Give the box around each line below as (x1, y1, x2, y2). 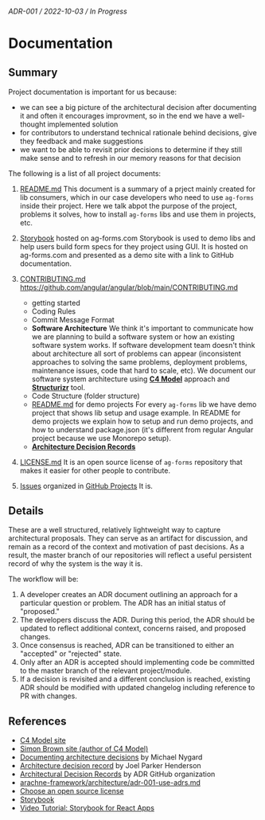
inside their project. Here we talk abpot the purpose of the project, (19, 201, 237, 210)
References (8, 714, 67, 728)
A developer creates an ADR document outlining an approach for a (19, 590, 239, 599)
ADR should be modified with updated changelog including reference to (19, 683, 255, 693)
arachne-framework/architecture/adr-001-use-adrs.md (19, 778, 201, 787)
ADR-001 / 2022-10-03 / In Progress (8, 6, 127, 16)
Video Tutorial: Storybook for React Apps (19, 803, 155, 813)
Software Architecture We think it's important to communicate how (31, 323, 254, 333)
